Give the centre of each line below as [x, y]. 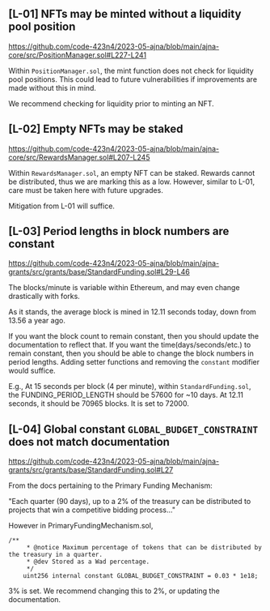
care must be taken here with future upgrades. [86, 190]
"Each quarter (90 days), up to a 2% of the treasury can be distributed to [130, 502]
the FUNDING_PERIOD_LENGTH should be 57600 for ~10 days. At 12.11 [126, 395]
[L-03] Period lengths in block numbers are [119, 231]
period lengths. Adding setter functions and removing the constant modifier [134, 362]
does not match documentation [89, 442]
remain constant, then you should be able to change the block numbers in [131, 353]
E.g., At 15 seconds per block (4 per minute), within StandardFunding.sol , [130, 387]
